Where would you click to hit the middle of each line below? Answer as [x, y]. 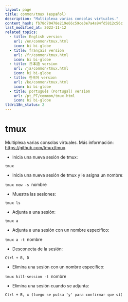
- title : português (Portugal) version [50, 91]
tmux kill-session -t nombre [36, 276]
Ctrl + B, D [17, 258]
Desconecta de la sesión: [37, 249]
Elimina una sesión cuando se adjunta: [50, 285]
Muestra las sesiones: [34, 194]
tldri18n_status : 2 [25, 105]
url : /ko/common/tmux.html [41, 82]
